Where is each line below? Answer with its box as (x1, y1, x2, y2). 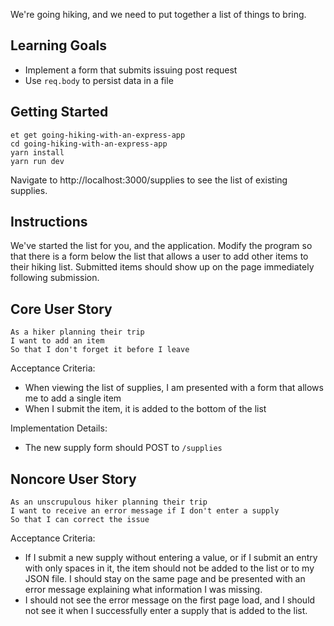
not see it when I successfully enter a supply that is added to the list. (24, 605, 308, 617)
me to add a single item (24, 392, 122, 404)
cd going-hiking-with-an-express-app (10, 139, 168, 149)
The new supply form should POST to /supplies (24, 442, 223, 454)
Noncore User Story (10, 470, 137, 488)
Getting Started (10, 104, 109, 121)
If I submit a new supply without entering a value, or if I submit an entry (24, 552, 318, 564)
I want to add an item (10, 336, 105, 346)
